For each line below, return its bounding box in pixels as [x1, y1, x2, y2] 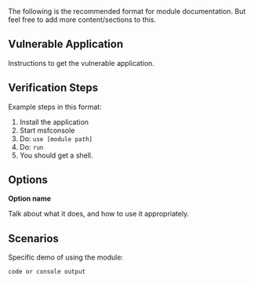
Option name [8, 194, 52, 203]
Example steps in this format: [8, 102, 102, 111]
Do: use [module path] [19, 133, 93, 143]
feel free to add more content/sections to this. [8, 15, 157, 24]
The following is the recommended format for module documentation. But [8, 7, 246, 16]
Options [8, 173, 49, 187]
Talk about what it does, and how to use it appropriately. [8, 209, 190, 219]
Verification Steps [8, 82, 99, 95]
